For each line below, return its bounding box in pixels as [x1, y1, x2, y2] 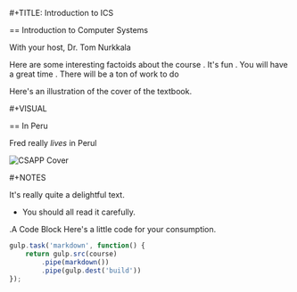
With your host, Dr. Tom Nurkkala [9, 42, 131, 53]
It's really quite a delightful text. [9, 190, 125, 199]
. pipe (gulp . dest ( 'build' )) [41, 266, 142, 275]
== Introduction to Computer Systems [9, 25, 149, 35]
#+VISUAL [9, 103, 47, 114]
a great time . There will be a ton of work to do [9, 69, 180, 79]
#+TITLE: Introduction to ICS [9, 8, 114, 18]
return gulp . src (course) [25, 249, 118, 258]
